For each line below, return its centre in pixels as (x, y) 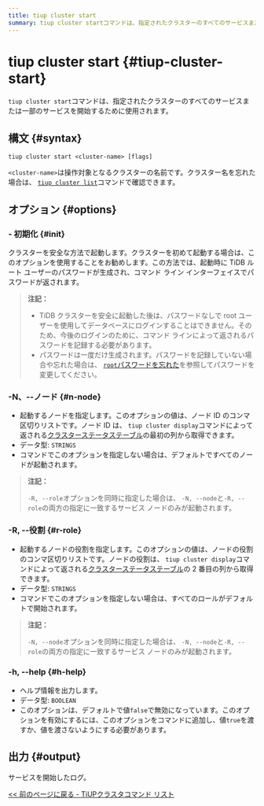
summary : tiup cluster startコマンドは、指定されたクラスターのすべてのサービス (128, 23)
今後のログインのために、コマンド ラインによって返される (154, 335)
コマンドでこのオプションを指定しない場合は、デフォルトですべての (129, 455)
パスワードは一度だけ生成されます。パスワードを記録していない (142, 354)
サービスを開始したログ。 (49, 777)
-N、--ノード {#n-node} (55, 397)
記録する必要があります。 (115, 345)
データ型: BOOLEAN (48, 700)
